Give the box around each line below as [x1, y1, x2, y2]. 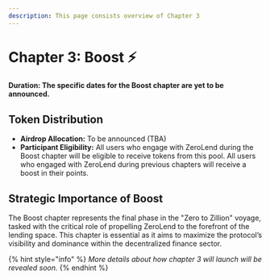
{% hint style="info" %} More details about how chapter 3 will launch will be [8, 255, 262, 264]
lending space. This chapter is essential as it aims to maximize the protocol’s [8, 231, 263, 240]
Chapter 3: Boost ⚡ [8, 48, 137, 66]
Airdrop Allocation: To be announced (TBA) [19, 134, 167, 144]
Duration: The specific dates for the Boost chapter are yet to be [8, 81, 224, 90]
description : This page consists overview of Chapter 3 [8, 11, 200, 20]
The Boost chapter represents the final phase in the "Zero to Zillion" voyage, [8, 213, 262, 223]
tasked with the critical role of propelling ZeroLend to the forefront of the [8, 222, 250, 231]
